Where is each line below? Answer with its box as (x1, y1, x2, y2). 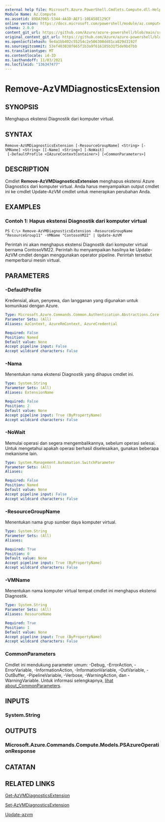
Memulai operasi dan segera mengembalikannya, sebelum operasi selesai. (5, 440, 156, 446)
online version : (5, 21, 38, 26)
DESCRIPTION (5, 165, 49, 174)
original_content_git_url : (5, 35, 60, 40)
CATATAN (5, 763, 36, 771)
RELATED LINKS (5, 780, 55, 788)
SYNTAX (5, 130, 33, 138)
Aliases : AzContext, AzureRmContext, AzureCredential (5, 321, 118, 326)
